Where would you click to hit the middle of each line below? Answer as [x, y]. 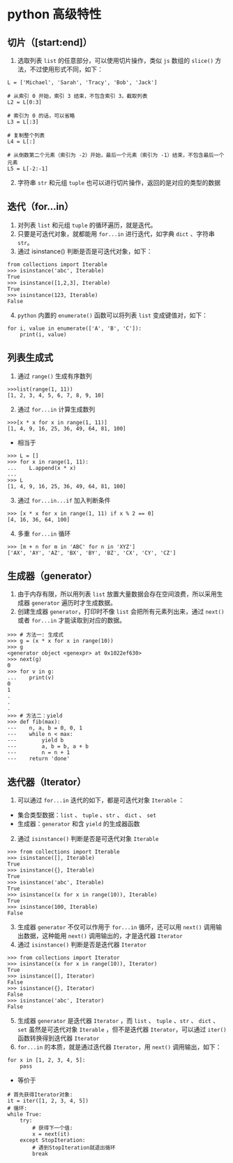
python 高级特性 [54, 14]
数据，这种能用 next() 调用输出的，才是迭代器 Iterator [103, 936]
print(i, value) [44, 334]
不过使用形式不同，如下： [66, 69]
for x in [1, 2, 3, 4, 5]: [46, 1060]
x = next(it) [51, 1134]
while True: [24, 1115]
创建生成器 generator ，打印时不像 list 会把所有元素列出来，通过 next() [121, 612]
